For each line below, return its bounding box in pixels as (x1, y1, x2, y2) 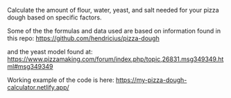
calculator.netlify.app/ (7, 83, 69, 91)
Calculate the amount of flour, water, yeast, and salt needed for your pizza (7, 6, 220, 14)
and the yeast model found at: (7, 48, 93, 56)
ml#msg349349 (7, 63, 53, 70)
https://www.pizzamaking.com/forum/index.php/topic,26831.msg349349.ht (7, 55, 224, 63)
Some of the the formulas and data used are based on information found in (7, 27, 221, 35)
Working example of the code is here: (7, 76, 114, 84)
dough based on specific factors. (7, 13, 102, 22)
